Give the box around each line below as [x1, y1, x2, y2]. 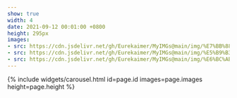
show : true [7, 10, 39, 17]
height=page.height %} [7, 82, 75, 91]
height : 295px [7, 29, 49, 37]
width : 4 [7, 17, 33, 24]
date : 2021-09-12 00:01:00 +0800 [7, 23, 106, 30]
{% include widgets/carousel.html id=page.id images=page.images [7, 75, 203, 83]
